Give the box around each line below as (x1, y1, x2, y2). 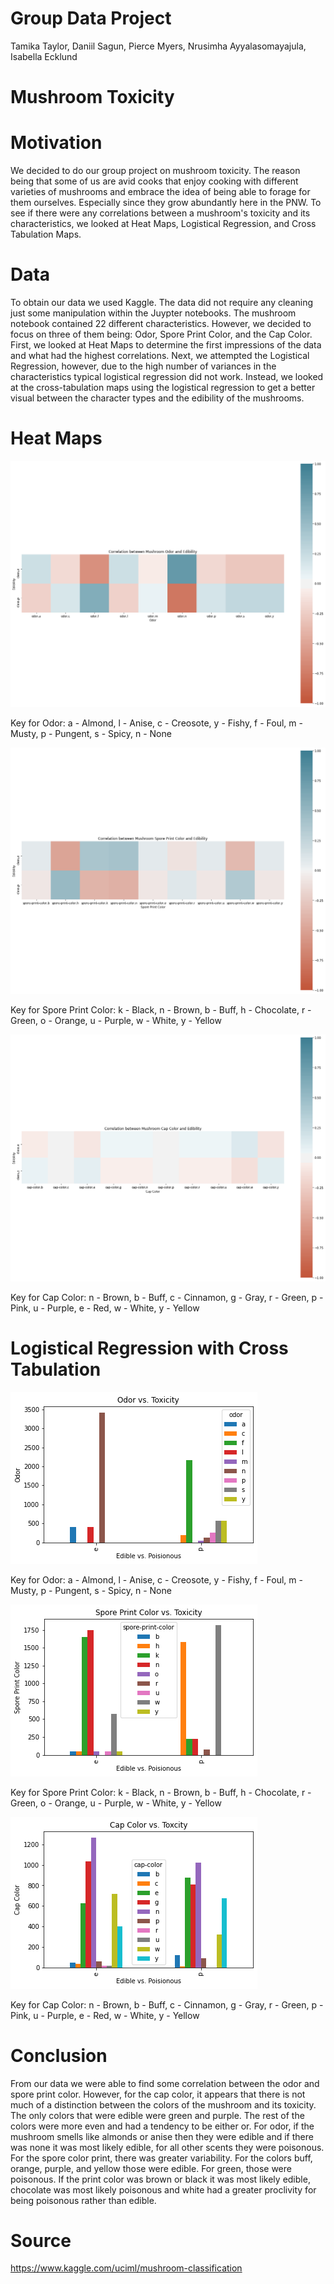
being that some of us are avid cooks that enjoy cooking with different (10, 175, 299, 187)
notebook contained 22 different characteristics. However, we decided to (10, 318, 312, 329)
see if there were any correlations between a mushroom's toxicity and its (10, 207, 311, 219)
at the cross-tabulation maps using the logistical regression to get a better (10, 382, 316, 393)
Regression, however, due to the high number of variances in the (10, 360, 277, 372)
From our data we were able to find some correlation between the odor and (10, 2077, 320, 2089)
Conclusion (10, 2044, 108, 2067)
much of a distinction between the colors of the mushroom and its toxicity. (10, 2098, 317, 2111)
